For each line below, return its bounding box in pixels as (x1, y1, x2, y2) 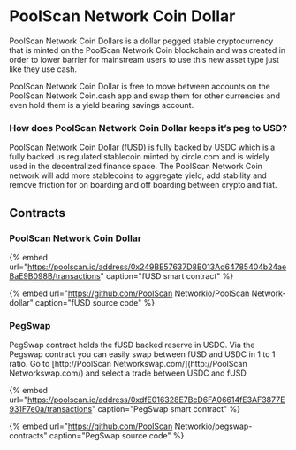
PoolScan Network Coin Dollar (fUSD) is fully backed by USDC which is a (9, 142, 276, 152)
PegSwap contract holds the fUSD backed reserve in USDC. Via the (9, 339, 255, 351)
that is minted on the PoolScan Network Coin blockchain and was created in (9, 44, 285, 55)
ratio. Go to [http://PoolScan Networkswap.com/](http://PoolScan (9, 359, 247, 369)
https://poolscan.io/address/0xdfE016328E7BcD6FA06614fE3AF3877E (27, 394, 285, 405)
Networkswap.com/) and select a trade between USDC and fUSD (9, 368, 247, 378)
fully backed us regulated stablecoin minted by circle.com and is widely (9, 151, 269, 162)
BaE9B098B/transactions (9, 270, 101, 281)
